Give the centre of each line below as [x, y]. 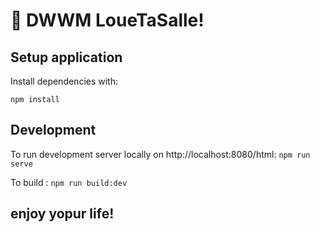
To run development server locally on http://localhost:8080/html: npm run [160, 154]
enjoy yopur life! [62, 214]
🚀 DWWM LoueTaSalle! [107, 20]
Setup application [66, 57]
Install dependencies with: [64, 81]
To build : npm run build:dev [69, 182]
